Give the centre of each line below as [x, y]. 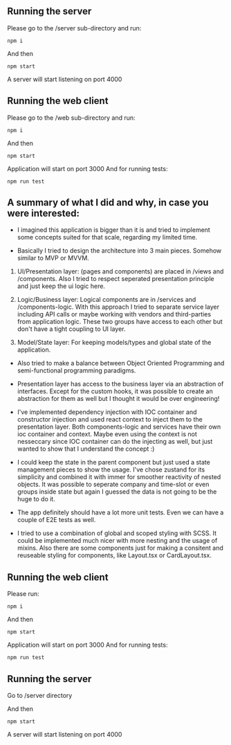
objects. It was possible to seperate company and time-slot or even [113, 485]
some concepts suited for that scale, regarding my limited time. [107, 237]
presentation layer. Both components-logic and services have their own [119, 427]
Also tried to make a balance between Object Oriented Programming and [121, 363]
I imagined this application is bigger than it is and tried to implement [114, 230]
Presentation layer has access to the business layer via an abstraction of [120, 384]
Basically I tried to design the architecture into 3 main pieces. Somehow [119, 251]
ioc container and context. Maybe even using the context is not [107, 434]
